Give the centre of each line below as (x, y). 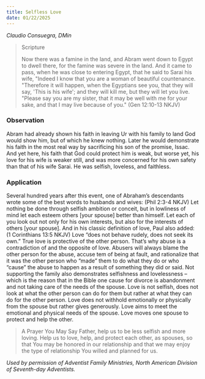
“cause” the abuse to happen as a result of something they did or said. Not (100, 267)
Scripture (33, 47)
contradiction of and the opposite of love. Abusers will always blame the (97, 248)
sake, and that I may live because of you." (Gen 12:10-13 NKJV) (101, 104)
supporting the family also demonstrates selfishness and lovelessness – (97, 274)
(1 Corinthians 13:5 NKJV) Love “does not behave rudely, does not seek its (100, 235)
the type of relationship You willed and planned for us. (89, 351)
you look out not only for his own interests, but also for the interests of (95, 222)
